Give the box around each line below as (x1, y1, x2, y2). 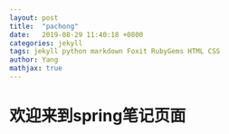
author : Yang (9, 55, 59, 64)
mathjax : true (9, 64, 63, 73)
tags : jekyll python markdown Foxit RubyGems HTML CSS (9, 47, 221, 56)
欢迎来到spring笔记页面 (9, 106, 186, 127)
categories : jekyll (9, 38, 83, 48)
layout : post (9, 13, 59, 23)
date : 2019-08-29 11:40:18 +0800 (9, 30, 144, 39)
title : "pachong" (9, 22, 79, 31)
